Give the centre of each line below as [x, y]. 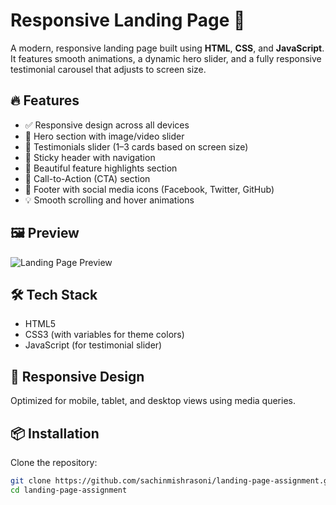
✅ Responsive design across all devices [107, 125]
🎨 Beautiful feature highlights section [101, 168]
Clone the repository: [54, 462]
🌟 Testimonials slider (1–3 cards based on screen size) [136, 146]
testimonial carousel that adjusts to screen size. [108, 69]
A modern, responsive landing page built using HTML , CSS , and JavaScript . [167, 48]
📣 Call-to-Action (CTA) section [87, 178]
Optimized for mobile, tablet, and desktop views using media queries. [153, 401]
